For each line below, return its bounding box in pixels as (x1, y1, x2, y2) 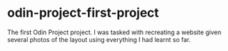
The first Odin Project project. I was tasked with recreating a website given (7, 28, 222, 36)
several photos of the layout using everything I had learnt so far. (7, 35, 191, 43)
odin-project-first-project (7, 5, 159, 21)
